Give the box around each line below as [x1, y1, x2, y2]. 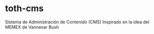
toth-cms [5, 3, 44, 14]
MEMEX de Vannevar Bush [5, 24, 59, 30]
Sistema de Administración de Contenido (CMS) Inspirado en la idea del [5, 19, 150, 25]
